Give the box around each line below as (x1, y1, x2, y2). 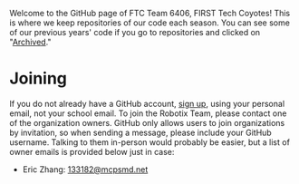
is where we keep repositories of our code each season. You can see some (9, 17, 290, 28)
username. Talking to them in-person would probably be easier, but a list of (9, 136, 290, 148)
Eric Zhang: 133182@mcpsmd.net (22, 163, 149, 175)
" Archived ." (9, 36, 52, 47)
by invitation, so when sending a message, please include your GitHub (9, 127, 272, 138)
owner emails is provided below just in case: (9, 146, 175, 157)
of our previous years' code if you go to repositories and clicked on (9, 27, 261, 37)
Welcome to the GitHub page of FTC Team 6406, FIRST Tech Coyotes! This (9, 8, 291, 18)
